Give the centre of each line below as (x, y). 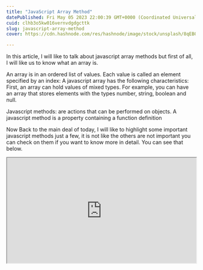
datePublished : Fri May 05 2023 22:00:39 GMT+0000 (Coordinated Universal (102, 17)
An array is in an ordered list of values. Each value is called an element (94, 74)
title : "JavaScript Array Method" (50, 12)
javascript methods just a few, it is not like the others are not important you (98, 136)
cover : (14, 34)
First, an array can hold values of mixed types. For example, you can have (98, 87)
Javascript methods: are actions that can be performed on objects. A (92, 112)
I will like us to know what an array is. (52, 63)
